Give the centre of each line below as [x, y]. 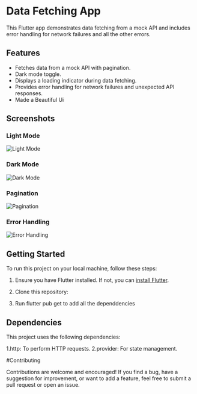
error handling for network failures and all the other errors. [79, 34]
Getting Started [36, 254]
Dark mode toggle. [38, 74]
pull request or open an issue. [43, 384]
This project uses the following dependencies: [63, 337]
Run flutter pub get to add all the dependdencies [75, 304]
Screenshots [31, 119]
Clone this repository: [41, 292]
